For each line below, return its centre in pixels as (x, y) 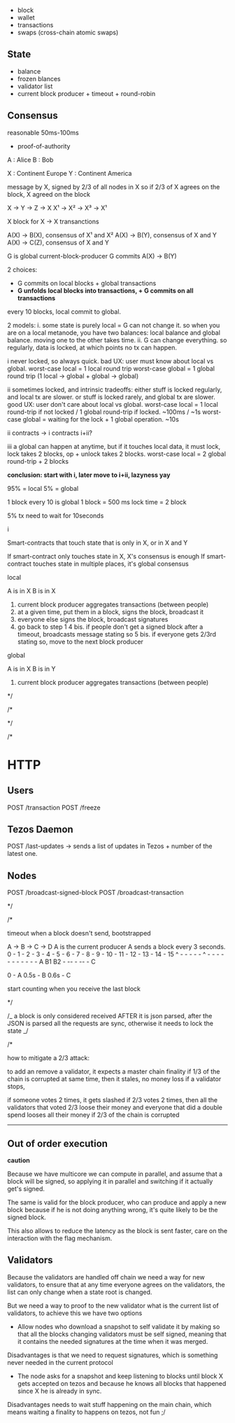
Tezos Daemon (40, 829)
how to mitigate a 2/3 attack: (48, 1058)
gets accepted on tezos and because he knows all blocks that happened (122, 1383)
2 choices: (22, 270)
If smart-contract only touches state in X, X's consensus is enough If (106, 556)
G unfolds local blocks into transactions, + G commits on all (105, 291)
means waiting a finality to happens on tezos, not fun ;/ (86, 1412)
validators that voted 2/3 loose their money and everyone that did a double (115, 1108)
